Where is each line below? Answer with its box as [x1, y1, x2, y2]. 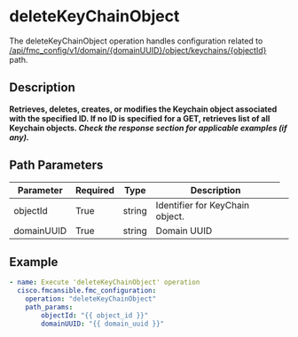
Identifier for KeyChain [155, 199, 250, 211]
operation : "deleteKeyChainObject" [25, 294, 157, 303]
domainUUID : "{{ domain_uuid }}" [41, 319, 165, 328]
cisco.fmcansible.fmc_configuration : [17, 286, 157, 295]
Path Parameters [9, 158, 104, 173]
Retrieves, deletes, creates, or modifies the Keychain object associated [9, 104, 278, 114]
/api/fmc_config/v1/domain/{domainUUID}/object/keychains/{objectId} [9, 44, 267, 55]
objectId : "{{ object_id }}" [41, 310, 149, 320]
